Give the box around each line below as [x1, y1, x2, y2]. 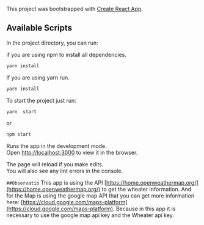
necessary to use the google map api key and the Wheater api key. [6, 212, 174, 219]
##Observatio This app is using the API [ [6, 179, 107, 186]
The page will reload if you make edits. [6, 161, 104, 168]
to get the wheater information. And [101, 186, 192, 193]
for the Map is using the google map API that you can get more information [6, 192, 195, 199]
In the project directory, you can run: [6, 39, 98, 46]
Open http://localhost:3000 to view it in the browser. [6, 149, 138, 157]
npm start [6, 131, 32, 138]
